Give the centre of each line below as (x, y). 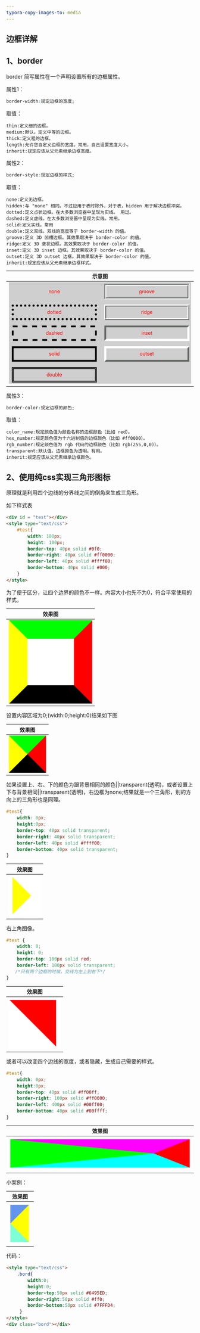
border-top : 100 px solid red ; (54, 959)
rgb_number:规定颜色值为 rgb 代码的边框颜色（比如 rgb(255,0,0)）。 (84, 445)
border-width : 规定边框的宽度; (40, 101)
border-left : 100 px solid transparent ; (66, 965)
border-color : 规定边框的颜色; (40, 408)
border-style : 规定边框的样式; (40, 175)
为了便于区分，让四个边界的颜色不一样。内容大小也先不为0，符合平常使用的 (99, 592)
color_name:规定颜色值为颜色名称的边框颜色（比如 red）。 (69, 432)
